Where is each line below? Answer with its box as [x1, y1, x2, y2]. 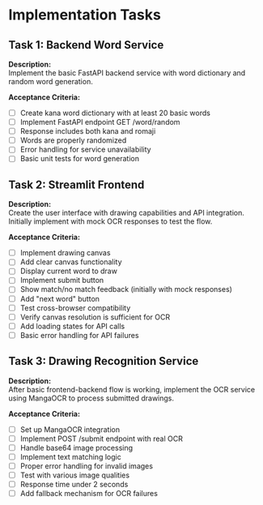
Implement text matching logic [19, 452, 121, 461]
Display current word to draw [19, 266, 117, 276]
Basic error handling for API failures [19, 330, 139, 340]
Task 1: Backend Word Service [8, 38, 164, 52]
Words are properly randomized [19, 135, 127, 145]
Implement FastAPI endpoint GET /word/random [19, 118, 180, 127]
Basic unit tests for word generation [19, 154, 140, 164]
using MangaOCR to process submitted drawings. [8, 393, 175, 403]
